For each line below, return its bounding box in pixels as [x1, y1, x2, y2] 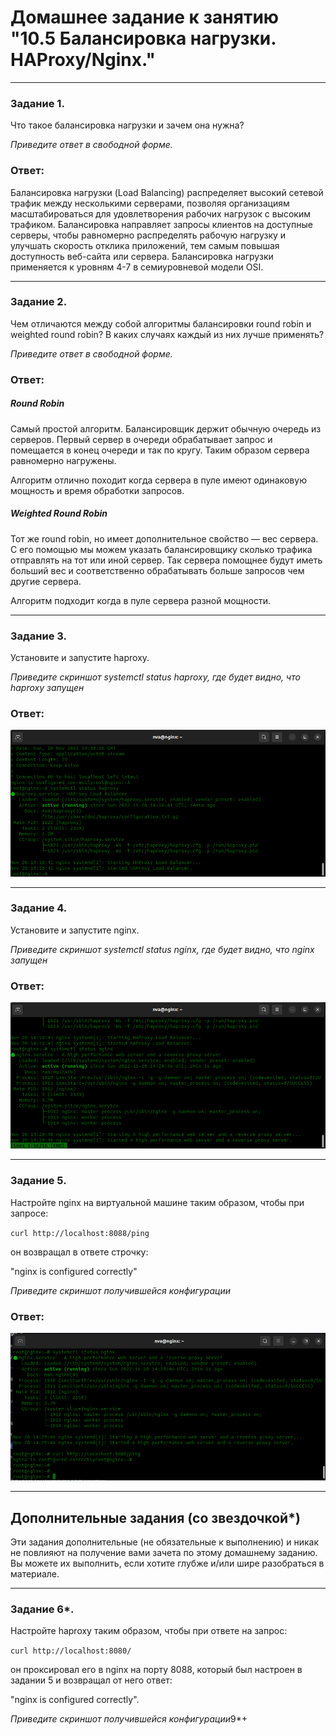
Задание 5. [10, 1174, 67, 1188]
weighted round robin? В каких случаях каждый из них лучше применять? [10, 328, 325, 340]
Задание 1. [10, 96, 65, 110]
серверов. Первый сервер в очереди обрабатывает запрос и [10, 433, 273, 445]
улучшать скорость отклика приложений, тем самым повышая [10, 239, 280, 251]
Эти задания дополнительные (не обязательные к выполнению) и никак [10, 1536, 320, 1548]
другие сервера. [10, 575, 82, 587]
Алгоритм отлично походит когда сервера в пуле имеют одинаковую [10, 474, 307, 486]
